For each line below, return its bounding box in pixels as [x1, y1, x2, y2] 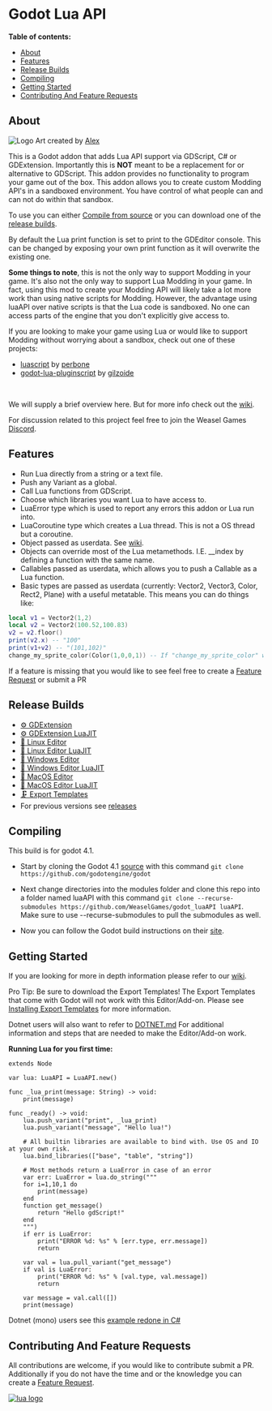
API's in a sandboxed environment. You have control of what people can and [8, 186, 263, 196]
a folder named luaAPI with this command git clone [19, 893, 194, 903]
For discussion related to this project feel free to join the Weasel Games [8, 415, 247, 424]
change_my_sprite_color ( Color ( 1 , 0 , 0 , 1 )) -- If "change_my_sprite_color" [8, 651, 259, 660]
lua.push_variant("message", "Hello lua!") [23, 1124, 172, 1132]
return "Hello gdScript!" [37, 1209, 125, 1217]
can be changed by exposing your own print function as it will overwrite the [8, 243, 261, 252]
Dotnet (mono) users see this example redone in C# [8, 1315, 181, 1325]
